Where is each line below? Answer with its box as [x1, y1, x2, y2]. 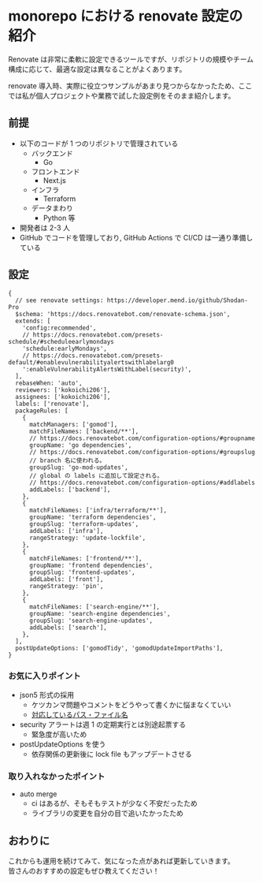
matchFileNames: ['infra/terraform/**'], [28, 506, 168, 514]
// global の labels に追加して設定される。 [28, 471, 164, 479]
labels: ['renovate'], [15, 400, 90, 408]
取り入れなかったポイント [8, 770, 106, 781]
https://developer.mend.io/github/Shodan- [106, 296, 248, 304]
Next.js [43, 175, 67, 185]
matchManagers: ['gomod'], [28, 420, 118, 428]
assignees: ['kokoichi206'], [15, 393, 111, 401]
